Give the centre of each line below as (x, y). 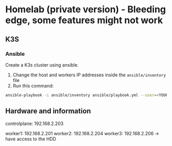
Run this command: (33, 86)
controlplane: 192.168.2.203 (35, 123)
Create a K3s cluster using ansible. (42, 65)
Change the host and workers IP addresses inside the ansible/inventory (89, 75)
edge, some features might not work (84, 20)
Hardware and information (48, 111)
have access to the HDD (31, 139)
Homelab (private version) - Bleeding (86, 9)
